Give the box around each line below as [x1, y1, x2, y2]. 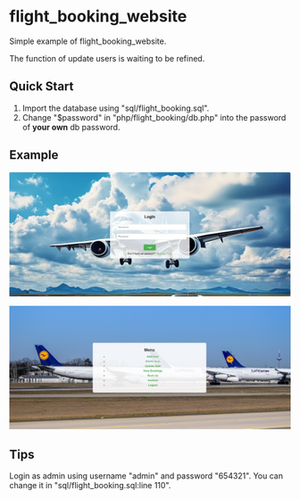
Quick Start [9, 79, 74, 95]
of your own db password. [21, 121, 121, 132]
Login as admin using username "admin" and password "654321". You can [9, 470, 284, 481]
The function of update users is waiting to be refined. [9, 53, 205, 63]
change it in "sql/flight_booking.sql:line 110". [9, 480, 171, 491]
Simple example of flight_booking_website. [9, 36, 167, 46]
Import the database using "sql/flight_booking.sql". [21, 103, 210, 113]
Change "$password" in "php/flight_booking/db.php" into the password [21, 112, 287, 122]
